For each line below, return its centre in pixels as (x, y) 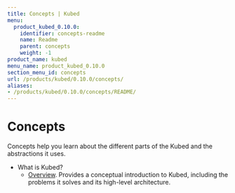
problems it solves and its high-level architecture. (99, 182)
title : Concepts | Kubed (43, 14)
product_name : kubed (38, 60)
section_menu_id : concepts (47, 72)
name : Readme (39, 40)
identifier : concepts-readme (62, 33)
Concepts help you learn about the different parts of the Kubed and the (110, 146)
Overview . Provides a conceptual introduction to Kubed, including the (128, 175)
